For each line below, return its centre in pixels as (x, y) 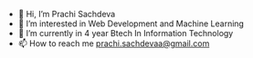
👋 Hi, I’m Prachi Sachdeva (67, 14)
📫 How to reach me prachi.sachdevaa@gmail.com (114, 43)
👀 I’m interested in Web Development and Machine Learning (131, 24)
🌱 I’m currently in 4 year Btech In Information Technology (126, 33)
